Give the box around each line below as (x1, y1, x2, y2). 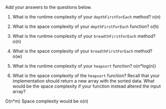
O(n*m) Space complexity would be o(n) (5, 98, 88, 104)
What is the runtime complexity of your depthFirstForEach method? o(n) (12, 14, 161, 19)
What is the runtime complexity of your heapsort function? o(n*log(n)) (12, 63, 156, 69)
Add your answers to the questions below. (5, 4, 92, 10)
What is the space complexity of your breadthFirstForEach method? (12, 48, 152, 54)
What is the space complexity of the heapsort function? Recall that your (12, 73, 160, 79)
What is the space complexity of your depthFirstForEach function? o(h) (12, 23, 159, 29)
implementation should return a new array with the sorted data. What (12, 78, 155, 84)
